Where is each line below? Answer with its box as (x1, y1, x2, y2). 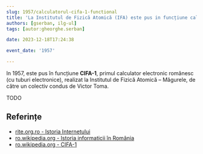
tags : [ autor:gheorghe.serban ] (6, 25, 85, 32)
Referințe (6, 112, 42, 122)
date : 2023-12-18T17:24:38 (6, 37, 74, 43)
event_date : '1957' (6, 48, 56, 54)
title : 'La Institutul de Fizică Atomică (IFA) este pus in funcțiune (6, 15, 188, 21)
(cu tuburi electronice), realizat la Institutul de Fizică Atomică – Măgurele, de (6, 76, 196, 83)
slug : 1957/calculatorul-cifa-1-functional (6, 8, 118, 15)
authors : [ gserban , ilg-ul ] (6, 20, 77, 26)
